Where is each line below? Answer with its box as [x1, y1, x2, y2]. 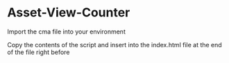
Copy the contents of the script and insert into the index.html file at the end [7, 40, 222, 49]
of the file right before [7, 48, 70, 56]
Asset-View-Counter [7, 5, 130, 21]
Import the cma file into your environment [7, 27, 126, 36]
